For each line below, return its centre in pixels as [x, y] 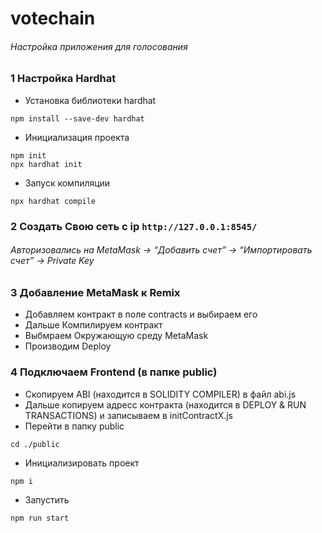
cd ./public [35, 444]
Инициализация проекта [77, 137]
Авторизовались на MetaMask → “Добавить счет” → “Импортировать [161, 250]
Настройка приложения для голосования [99, 46]
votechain [53, 18]
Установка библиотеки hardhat [90, 100]
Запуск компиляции [67, 183]
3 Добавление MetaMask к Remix [95, 292]
